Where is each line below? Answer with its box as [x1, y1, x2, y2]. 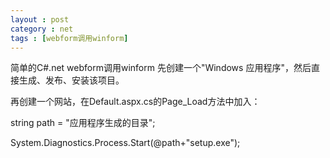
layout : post [10, 14, 70, 25]
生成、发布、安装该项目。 [18, 74, 125, 86]
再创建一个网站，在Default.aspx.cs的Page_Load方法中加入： [10, 96, 261, 108]
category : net [10, 24, 74, 34]
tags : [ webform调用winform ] [10, 33, 129, 43]
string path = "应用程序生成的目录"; [10, 117, 156, 129]
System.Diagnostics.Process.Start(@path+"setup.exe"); [10, 137, 241, 149]
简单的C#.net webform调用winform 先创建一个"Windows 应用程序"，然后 [10, 62, 312, 74]
